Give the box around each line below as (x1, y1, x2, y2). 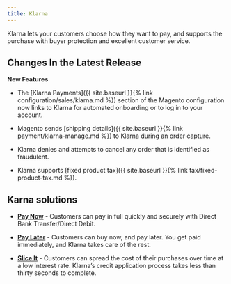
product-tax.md (17, 173, 63, 182)
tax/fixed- (189, 166, 218, 175)
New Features (7, 75, 49, 84)
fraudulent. (17, 152, 49, 161)
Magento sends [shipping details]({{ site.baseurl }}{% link (17, 125, 183, 133)
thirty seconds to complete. (17, 269, 97, 277)
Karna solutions (7, 194, 78, 205)
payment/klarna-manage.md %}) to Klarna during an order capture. (17, 132, 211, 140)
